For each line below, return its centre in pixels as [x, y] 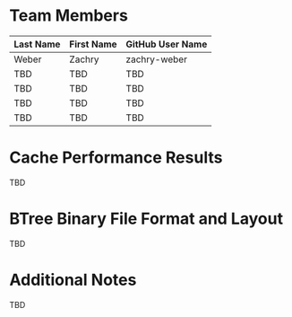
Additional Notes [73, 280]
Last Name [37, 44]
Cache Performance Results [116, 158]
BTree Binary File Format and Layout [146, 219]
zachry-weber [157, 59]
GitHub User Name [167, 44]
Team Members [69, 16]
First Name [94, 44]
